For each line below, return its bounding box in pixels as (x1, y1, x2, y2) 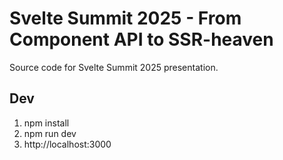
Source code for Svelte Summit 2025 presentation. (9, 61, 219, 73)
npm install (23, 117, 70, 129)
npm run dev (23, 127, 77, 139)
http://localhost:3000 (23, 138, 112, 150)
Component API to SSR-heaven (9, 28, 274, 51)
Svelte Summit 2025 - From (9, 7, 242, 30)
